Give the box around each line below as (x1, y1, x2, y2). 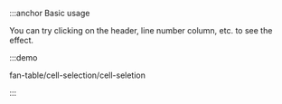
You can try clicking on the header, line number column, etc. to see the (9, 25, 273, 35)
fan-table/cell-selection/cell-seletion (9, 70, 146, 80)
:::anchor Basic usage (9, 8, 90, 18)
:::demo (9, 52, 38, 62)
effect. (9, 35, 34, 45)
